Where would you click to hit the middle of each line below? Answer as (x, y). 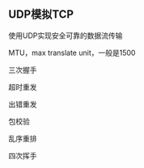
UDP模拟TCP (41, 15)
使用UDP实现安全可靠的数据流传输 (66, 36)
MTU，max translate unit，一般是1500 (72, 52)
